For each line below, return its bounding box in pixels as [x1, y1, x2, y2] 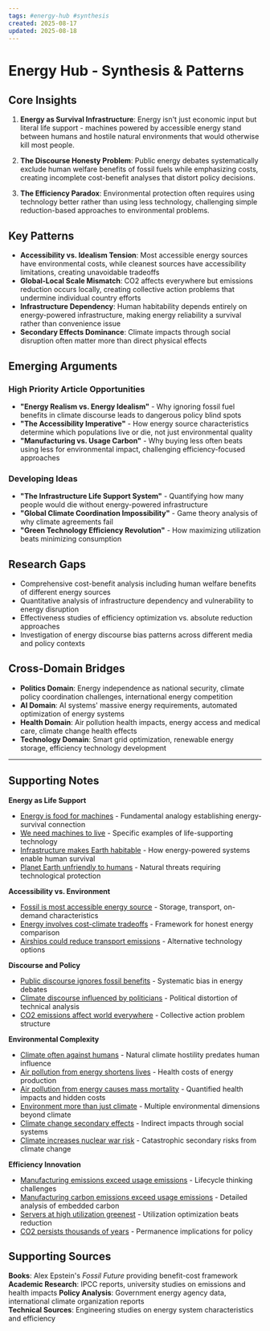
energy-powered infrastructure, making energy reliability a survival [19, 311, 242, 320]
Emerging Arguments [8, 359, 118, 373]
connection [47, 819, 86, 829]
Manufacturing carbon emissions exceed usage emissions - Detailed [19, 1192, 247, 1201]
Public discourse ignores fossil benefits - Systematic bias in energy [19, 975, 243, 986]
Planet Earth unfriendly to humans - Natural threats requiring [19, 862, 221, 872]
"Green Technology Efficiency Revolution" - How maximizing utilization [19, 525, 261, 535]
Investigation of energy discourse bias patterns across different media [19, 629, 253, 640]
